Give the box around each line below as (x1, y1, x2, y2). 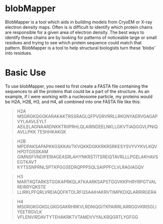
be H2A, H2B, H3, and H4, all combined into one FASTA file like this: (5, 98, 141, 105)
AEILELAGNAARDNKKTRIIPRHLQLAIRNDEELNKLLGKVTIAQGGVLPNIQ (17, 124, 158, 130)
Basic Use (5, 67, 46, 78)
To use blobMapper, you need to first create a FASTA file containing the (5, 83, 148, 89)
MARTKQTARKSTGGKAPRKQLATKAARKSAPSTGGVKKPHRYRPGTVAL (17, 179, 157, 185)
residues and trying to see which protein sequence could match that (5, 39, 142, 45)
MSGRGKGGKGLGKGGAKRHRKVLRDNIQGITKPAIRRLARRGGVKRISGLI (17, 204, 157, 209)
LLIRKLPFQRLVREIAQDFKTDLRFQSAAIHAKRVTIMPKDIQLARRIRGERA (17, 189, 157, 195)
